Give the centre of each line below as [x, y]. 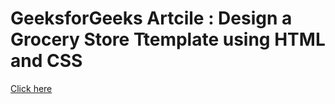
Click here [31, 88]
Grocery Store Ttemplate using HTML [168, 39]
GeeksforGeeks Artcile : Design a [151, 18]
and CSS [46, 61]
